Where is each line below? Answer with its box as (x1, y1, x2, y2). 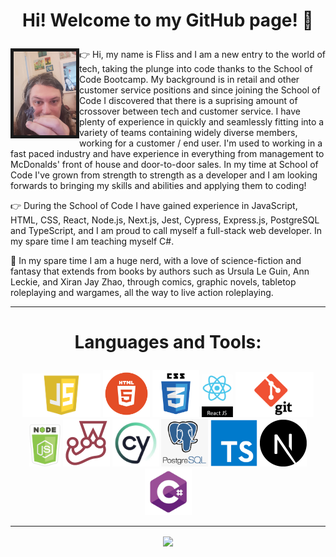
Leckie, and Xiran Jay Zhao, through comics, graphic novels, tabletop (10, 276, 297, 288)
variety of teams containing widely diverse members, (79, 127, 298, 139)
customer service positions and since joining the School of (79, 84, 321, 96)
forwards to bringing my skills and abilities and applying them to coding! (10, 180, 307, 192)
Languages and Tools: (74, 331, 262, 354)
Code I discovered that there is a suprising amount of (79, 95, 298, 107)
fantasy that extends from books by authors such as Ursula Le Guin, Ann (10, 265, 310, 278)
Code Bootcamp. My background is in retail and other (79, 74, 300, 86)
